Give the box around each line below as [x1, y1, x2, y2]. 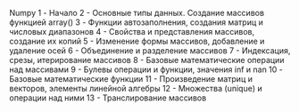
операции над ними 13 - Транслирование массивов [9, 92, 207, 103]
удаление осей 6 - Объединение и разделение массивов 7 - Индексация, [9, 45, 291, 56]
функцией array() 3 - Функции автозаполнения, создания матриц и [9, 17, 263, 28]
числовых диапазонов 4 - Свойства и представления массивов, [9, 27, 255, 36]
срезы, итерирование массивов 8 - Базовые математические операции [9, 55, 285, 65]
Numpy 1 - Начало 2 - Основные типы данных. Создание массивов [9, 8, 265, 18]
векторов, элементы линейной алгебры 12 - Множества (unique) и [9, 84, 262, 93]
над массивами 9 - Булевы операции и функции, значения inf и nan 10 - [9, 64, 284, 75]
